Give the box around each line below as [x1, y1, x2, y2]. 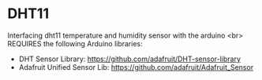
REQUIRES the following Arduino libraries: [7, 38, 143, 48]
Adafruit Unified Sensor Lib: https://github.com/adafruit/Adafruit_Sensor [18, 62, 254, 71]
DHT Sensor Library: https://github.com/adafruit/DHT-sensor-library [18, 54, 241, 64]
